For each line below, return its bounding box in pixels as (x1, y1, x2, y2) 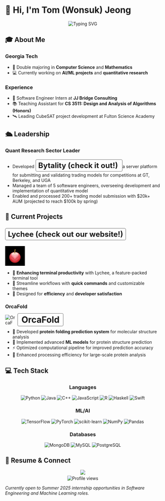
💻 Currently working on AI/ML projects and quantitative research (12, 70, 148, 75)
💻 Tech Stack (5, 366, 49, 375)
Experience (5, 84, 33, 91)
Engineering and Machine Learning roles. (5, 490, 90, 496)
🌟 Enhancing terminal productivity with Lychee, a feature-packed (12, 270, 147, 276)
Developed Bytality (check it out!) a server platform (12, 160, 158, 170)
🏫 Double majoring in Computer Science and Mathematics (12, 64, 133, 70)
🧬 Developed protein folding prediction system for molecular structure (12, 328, 157, 334)
